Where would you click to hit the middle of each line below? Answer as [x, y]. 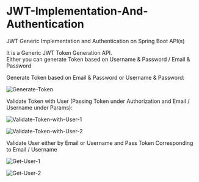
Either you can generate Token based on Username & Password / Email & [98, 59]
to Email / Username [32, 149]
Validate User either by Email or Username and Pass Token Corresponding [100, 143]
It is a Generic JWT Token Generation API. [59, 52]
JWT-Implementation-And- [77, 11]
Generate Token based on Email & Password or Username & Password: [96, 77]
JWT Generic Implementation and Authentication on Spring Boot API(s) [96, 41]
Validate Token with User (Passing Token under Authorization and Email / [98, 101]
